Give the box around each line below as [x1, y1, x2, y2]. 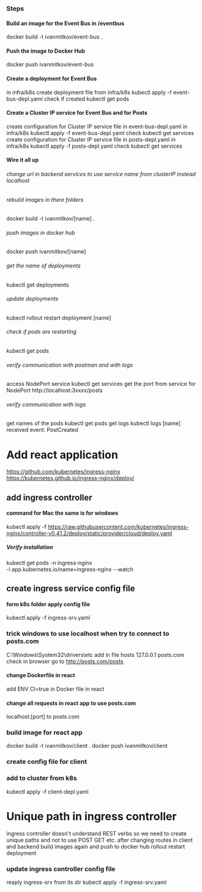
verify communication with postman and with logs [6, 361, 133, 369]
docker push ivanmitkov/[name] [6, 248, 86, 255]
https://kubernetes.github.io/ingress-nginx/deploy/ [6, 474, 135, 482]
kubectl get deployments [6, 281, 69, 288]
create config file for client [6, 758, 88, 766]
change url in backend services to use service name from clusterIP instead [6, 170, 196, 177]
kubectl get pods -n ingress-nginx [6, 559, 93, 566]
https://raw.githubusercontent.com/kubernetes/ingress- [48, 523, 189, 530]
